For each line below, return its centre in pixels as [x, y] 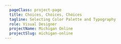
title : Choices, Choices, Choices [46, 15]
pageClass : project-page [35, 10]
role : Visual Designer [33, 24]
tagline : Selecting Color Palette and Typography [63, 19]
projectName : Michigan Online [41, 29]
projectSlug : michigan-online [41, 33]
